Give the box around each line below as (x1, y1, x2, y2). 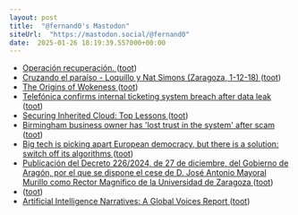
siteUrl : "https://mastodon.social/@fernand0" (9, 30, 191, 39)
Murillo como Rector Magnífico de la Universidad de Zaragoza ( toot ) (21, 176, 274, 188)
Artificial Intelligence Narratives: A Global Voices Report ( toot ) (21, 196, 251, 207)
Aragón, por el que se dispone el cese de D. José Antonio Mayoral (21, 168, 267, 178)
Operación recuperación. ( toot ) (21, 63, 137, 73)
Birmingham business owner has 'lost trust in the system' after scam (21, 120, 276, 131)
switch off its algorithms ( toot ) (21, 149, 134, 159)
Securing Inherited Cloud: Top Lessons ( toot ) (21, 110, 189, 121)
